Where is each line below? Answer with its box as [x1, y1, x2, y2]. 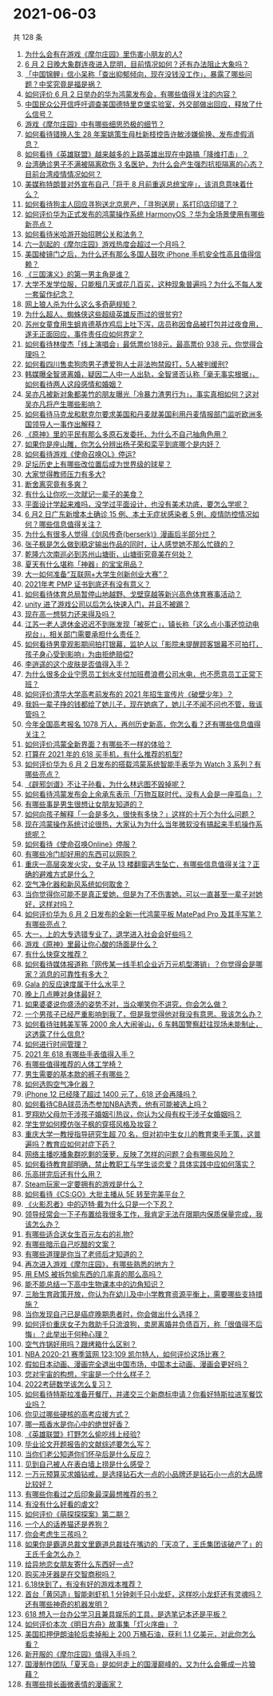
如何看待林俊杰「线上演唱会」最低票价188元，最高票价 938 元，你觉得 [24, 339, 256, 349]
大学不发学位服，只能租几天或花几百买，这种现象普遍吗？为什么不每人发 [24, 279, 263, 289]
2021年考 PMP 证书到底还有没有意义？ [24, 579, 151, 589]
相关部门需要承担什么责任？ [49, 629, 140, 638]
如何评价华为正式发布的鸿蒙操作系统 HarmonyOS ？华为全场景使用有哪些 [24, 209, 265, 218]
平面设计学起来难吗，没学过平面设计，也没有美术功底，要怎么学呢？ [24, 499, 249, 509]
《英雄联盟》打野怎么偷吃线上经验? [24, 1429, 140, 1438]
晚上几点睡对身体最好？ [24, 989, 102, 998]
